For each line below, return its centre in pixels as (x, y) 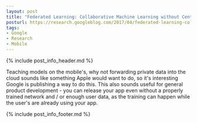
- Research (19, 38)
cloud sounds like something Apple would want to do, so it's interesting (92, 78)
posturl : (17, 22)
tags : (13, 28)
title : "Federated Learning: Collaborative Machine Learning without (93, 17)
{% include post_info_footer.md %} (48, 114)
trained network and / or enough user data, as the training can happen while (98, 96)
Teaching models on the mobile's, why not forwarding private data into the (96, 72)
